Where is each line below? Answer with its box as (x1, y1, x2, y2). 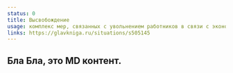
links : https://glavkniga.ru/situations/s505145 (7, 29, 150, 36)
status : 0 (7, 10, 36, 17)
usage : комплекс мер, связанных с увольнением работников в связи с (7, 23, 209, 30)
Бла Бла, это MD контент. (7, 54, 122, 66)
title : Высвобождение (7, 17, 70, 23)
